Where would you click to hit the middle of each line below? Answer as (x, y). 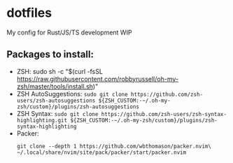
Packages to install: (50, 54)
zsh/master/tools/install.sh (55, 86)
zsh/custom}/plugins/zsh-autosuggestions (78, 107)
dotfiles (29, 13)
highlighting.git (42, 120)
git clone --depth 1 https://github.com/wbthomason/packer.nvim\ (114, 146)
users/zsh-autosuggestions (56, 100)
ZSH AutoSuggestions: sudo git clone (72, 93)
